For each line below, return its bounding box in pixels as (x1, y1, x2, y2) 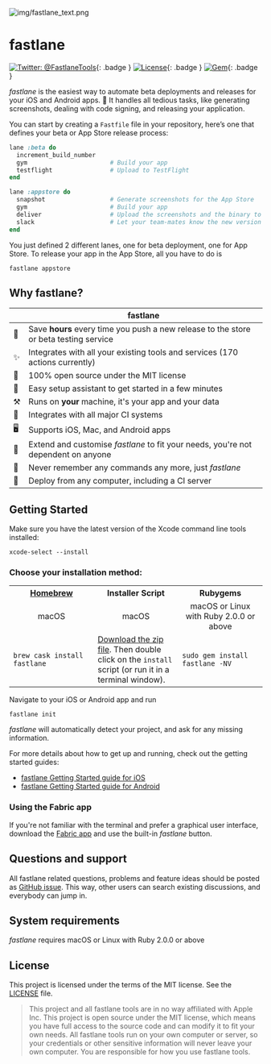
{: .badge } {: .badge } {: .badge (96, 62, 258, 72)
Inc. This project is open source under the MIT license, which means (28, 1012, 257, 1023)
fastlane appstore (9, 264, 71, 272)
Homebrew (30, 588, 73, 599)
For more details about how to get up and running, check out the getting (9, 749, 248, 759)
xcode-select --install (9, 548, 89, 556)
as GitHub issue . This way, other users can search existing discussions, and (9, 882, 261, 892)
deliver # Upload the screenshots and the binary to (16, 210, 262, 218)
